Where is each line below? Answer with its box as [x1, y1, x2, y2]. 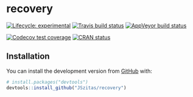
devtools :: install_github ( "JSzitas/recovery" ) [6, 84, 127, 91]
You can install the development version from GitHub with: [6, 67, 152, 75]
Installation [6, 51, 50, 62]
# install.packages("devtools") [6, 79, 88, 85]
